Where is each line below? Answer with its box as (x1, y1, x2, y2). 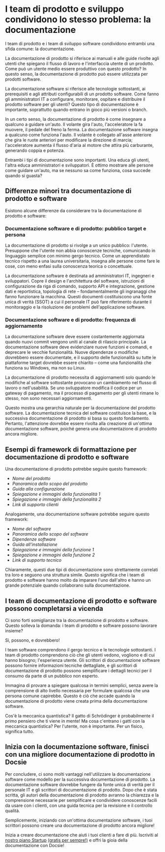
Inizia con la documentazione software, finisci (5, 743, 149, 751)
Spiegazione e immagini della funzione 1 (12, 547, 94, 553)
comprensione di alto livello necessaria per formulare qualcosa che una (5, 687, 150, 693)
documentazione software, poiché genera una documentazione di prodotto (5, 426, 157, 432)
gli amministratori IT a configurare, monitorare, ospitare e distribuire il (5, 96, 146, 102)
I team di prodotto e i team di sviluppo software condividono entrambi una (5, 40, 155, 46)
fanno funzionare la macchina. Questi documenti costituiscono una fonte (5, 294, 152, 300)
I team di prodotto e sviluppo (5, 3, 124, 15)
